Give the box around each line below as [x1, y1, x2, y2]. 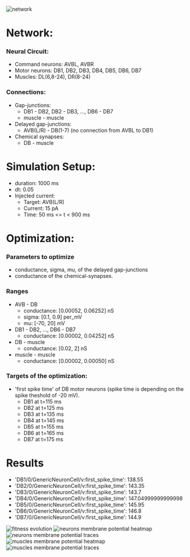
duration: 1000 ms [14, 179, 59, 186]
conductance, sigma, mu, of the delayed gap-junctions [14, 266, 149, 273]
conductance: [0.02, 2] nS [23, 345, 87, 352]
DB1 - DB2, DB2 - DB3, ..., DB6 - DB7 [23, 108, 113, 115]
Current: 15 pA [23, 205, 59, 212]
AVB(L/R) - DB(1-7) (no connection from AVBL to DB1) [23, 127, 154, 134]
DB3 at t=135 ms [23, 410, 64, 417]
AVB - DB [14, 300, 38, 307]
